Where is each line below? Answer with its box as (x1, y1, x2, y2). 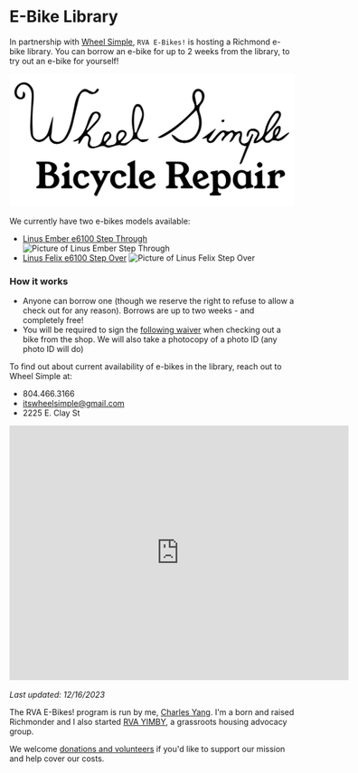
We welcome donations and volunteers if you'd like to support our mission (9, 744, 286, 754)
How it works (9, 274, 69, 287)
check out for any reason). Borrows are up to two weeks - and (22, 305, 255, 316)
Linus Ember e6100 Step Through (22, 233, 147, 243)
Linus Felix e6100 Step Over (22, 252, 127, 263)
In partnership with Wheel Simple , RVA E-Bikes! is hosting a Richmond (9, 36, 271, 47)
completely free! (22, 315, 84, 325)
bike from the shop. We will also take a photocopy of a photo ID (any (22, 334, 278, 345)
